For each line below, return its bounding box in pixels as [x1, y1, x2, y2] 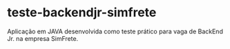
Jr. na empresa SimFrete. [7, 34, 79, 42]
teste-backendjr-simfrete [7, 5, 157, 20]
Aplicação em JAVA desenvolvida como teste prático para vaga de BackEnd [7, 27, 223, 35]
